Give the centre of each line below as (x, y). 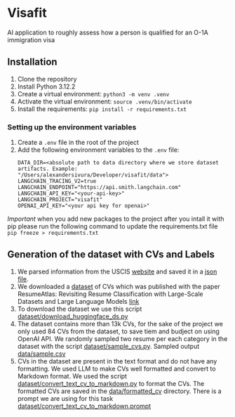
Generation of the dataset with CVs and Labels (111, 255)
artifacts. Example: (47, 169)
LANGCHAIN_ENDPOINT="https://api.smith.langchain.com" (99, 188)
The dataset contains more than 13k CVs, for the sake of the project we (120, 323)
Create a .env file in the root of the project (78, 143)
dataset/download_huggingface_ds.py (73, 316)
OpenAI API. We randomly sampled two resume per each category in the (122, 338)
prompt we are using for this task (65, 398)
